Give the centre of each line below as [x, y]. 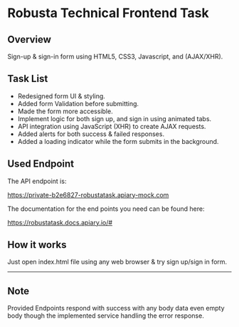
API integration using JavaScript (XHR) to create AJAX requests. [112, 126]
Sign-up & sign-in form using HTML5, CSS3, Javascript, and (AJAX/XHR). [115, 56]
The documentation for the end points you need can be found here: [106, 209]
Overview [30, 40]
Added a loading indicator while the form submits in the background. [118, 141]
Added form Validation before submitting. [78, 103]
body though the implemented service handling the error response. [106, 316]
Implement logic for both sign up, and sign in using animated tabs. [115, 118]
